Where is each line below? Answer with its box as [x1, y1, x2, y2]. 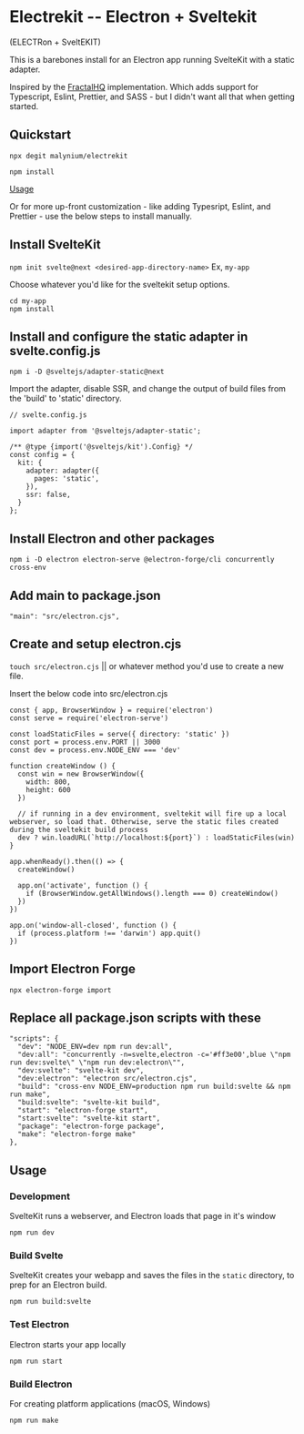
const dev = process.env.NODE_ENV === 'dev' [9, 745, 181, 755]
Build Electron [9, 1378, 73, 1390]
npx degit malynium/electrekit [9, 151, 128, 160]
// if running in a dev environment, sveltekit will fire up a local [17, 809, 287, 819]
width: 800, [25, 777, 71, 787]
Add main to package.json [9, 587, 161, 603]
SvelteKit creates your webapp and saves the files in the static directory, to [9, 1270, 295, 1281]
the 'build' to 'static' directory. [9, 393, 123, 404]
